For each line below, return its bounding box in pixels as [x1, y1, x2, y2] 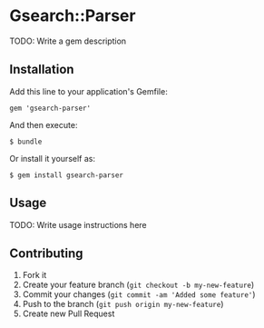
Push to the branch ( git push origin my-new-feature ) [22, 299, 224, 310]
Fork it [22, 270, 47, 281]
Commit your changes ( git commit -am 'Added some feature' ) [22, 289, 256, 300]
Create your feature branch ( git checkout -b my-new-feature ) [22, 279, 255, 291]
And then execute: [9, 119, 78, 130]
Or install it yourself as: [9, 153, 95, 164]
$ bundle [9, 137, 43, 146]
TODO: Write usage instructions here [9, 219, 147, 230]
